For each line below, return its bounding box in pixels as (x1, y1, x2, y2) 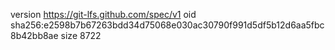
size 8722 (60, 30, 102, 41)
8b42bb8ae (10, 30, 59, 41)
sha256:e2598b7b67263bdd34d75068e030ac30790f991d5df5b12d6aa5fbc (10, 19, 325, 31)
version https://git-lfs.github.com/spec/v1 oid (10, 9, 197, 20)
